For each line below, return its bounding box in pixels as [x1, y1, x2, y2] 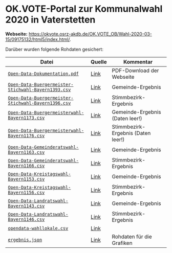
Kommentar [123, 58, 153, 65]
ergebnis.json [8, 237, 42, 243]
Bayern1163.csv [8, 149, 45, 155]
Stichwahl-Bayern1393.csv [8, 86, 71, 93]
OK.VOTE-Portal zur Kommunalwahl [5, 3, 163, 15]
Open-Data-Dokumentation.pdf [8, 71, 79, 77]
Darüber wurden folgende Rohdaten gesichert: [5, 46, 104, 52]
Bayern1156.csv [8, 190, 45, 195]
